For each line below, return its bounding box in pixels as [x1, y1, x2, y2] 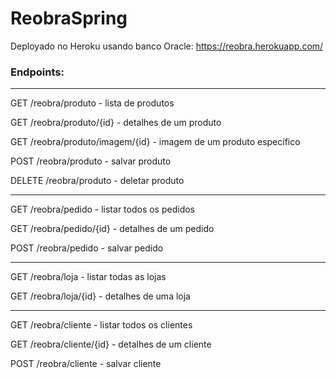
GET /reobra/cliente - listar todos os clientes [10, 319, 193, 331]
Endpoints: [10, 65, 65, 79]
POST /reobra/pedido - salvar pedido [10, 242, 164, 254]
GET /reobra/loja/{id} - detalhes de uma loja [10, 290, 191, 302]
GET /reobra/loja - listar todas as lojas [10, 271, 167, 283]
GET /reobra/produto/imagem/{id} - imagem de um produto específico [10, 136, 301, 148]
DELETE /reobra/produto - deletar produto [10, 175, 185, 187]
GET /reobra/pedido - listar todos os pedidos [10, 203, 195, 216]
